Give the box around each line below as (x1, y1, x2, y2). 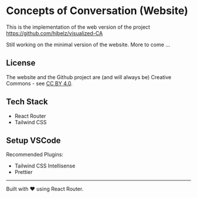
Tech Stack (6, 97, 48, 107)
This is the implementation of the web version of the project (6, 23, 151, 30)
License (6, 58, 36, 68)
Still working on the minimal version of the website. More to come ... (6, 41, 170, 48)
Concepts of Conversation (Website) (6, 4, 189, 18)
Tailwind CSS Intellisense (14, 162, 76, 169)
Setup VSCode (6, 135, 61, 145)
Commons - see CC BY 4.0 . (6, 80, 73, 87)
